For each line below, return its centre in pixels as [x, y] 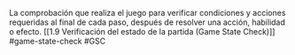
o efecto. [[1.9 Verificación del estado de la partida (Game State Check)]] [142, 31]
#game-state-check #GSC [58, 41]
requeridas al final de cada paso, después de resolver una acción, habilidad [147, 22]
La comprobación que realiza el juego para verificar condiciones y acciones [147, 13]
